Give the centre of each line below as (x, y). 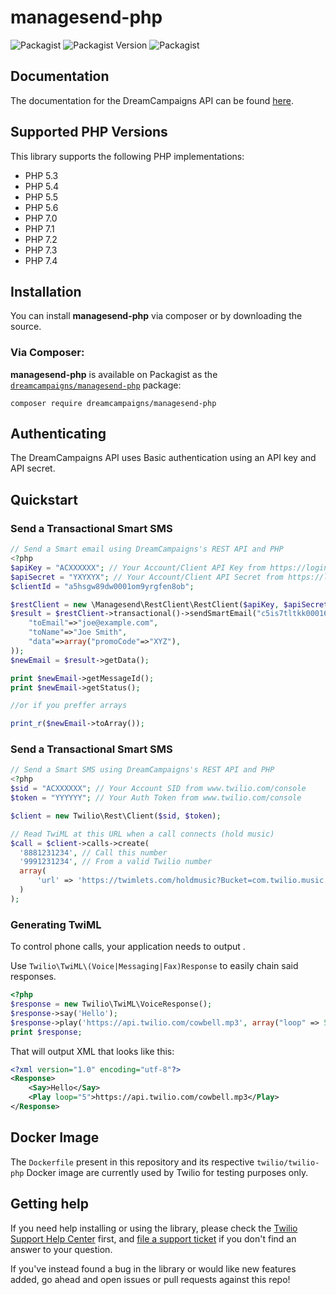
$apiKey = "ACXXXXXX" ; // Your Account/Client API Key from (138, 567)
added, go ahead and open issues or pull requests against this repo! (150, 1279)
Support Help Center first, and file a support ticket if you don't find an (153, 1238)
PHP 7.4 (41, 260)
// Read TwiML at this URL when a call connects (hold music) (142, 834)
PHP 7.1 (39, 228)
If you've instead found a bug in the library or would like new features (153, 1268)
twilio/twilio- (288, 1162)
